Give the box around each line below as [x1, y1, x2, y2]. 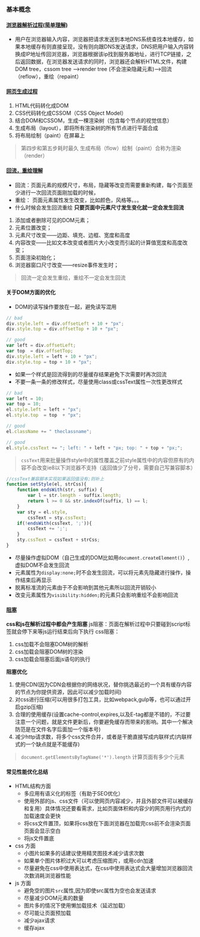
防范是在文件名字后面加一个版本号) [14, 726, 101, 733]
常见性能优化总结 [6, 768, 48, 775]
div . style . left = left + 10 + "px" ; [6, 354, 97, 360]
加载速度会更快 [23, 812, 61, 819]
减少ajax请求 [23, 917, 56, 924]
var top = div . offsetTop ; [6, 348, 73, 354]
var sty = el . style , [17, 509, 68, 515]
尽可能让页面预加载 [23, 910, 72, 917]
